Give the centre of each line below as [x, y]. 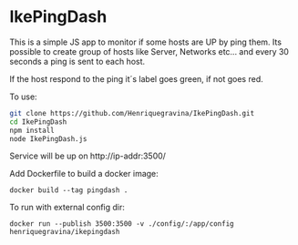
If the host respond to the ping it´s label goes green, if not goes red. [137, 78]
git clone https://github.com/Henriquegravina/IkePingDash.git [132, 113]
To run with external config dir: [67, 208]
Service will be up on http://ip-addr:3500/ [88, 156]
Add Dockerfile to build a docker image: [84, 174]
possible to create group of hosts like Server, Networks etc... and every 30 [149, 51]
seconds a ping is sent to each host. [77, 61]
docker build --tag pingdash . [69, 190]
